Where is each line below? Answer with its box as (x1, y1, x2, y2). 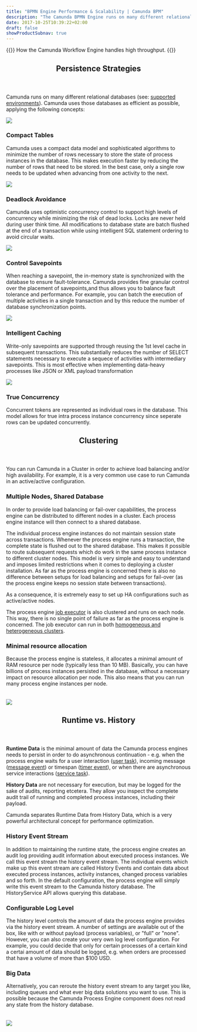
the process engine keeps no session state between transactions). (6, 579, 167, 586)
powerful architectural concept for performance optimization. (6, 817, 154, 824)
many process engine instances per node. (6, 680, 108, 687)
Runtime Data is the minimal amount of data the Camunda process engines (6, 745, 188, 752)
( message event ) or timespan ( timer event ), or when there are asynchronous (6, 763, 191, 771)
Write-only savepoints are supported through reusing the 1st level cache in (6, 342, 186, 349)
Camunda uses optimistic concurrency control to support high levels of (6, 209, 178, 216)
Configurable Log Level (6, 904, 74, 912)
